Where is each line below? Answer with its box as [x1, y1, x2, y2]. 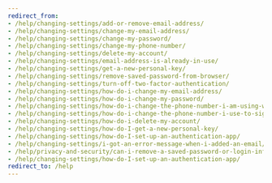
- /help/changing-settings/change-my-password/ [7, 34, 172, 43]
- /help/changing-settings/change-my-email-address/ [7, 27, 190, 35]
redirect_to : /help [7, 163, 74, 171]
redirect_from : [7, 11, 59, 20]
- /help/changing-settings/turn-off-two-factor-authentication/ [7, 79, 230, 87]
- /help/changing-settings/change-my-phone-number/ [7, 42, 186, 50]
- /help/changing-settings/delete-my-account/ [7, 49, 168, 57]
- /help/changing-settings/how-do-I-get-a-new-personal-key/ [7, 125, 219, 133]
